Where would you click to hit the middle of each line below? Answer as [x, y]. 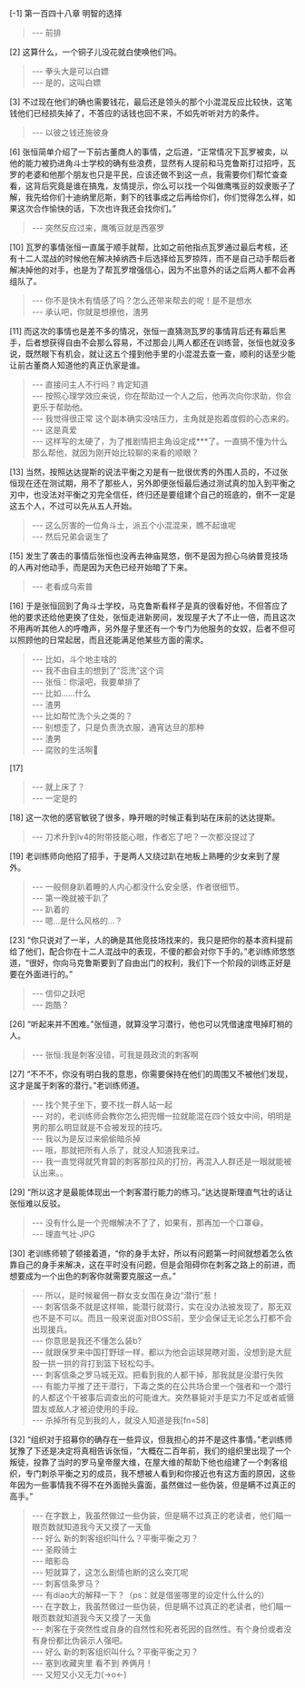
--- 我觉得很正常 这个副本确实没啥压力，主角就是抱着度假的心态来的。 [162, 419]
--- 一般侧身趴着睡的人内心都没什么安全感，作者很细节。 [138, 887]
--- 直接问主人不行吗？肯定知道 [90, 385]
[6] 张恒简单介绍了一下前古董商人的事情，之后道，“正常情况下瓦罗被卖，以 [149, 152]
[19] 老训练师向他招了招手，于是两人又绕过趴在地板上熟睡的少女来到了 [141, 856]
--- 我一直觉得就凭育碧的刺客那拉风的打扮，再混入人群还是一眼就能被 [162, 1161]
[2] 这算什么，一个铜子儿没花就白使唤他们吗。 [95, 52]
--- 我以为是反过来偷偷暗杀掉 [86, 1139]
